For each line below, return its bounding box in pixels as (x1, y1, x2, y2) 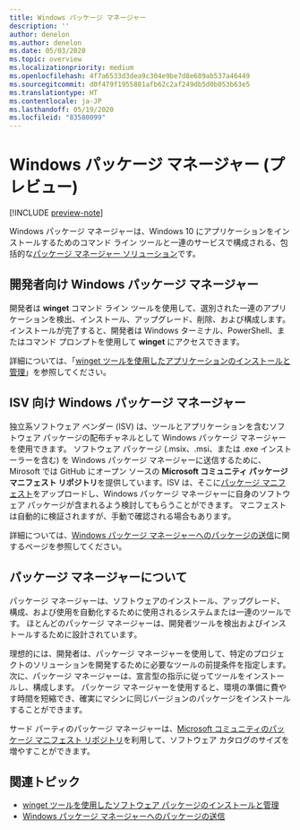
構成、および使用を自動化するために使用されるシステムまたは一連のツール (9, 607, 284, 617)
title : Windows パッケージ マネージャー (9, 13, 147, 22)
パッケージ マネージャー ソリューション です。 (32, 249, 201, 259)
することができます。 (9, 703, 88, 714)
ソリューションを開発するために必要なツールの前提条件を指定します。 (32, 659, 291, 669)
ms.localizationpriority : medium (9, 64, 134, 73)
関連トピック (9, 773, 81, 790)
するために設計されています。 (32, 629, 142, 640)
